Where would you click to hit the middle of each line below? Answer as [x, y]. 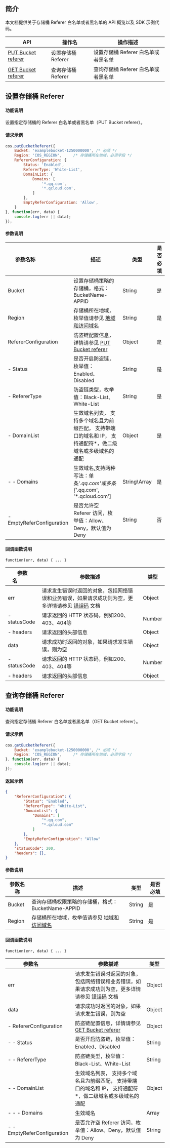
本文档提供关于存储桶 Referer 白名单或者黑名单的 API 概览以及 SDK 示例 [80, 22]
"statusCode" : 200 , [35, 848]
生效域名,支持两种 [94, 468]
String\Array [137, 482]
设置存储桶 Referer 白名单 [124, 52]
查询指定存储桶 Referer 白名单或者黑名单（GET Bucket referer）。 [73, 722]
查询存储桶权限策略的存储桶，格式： [75, 902]
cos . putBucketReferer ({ [30, 146]
